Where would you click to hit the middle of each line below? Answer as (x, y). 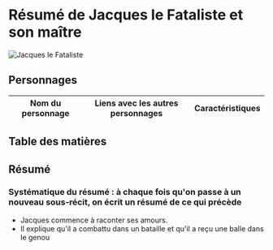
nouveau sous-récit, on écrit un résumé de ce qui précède (125, 202)
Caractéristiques (227, 108)
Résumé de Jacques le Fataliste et (126, 15)
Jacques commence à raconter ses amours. (94, 220)
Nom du (45, 103)
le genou (35, 237)
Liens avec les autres (136, 103)
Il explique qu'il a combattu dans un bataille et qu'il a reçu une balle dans (142, 228)
